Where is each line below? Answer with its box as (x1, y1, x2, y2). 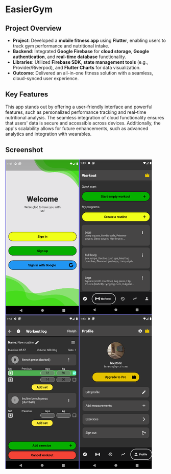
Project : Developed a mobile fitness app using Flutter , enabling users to (12, 37, 166, 43)
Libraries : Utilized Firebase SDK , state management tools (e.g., (12, 59, 149, 65)
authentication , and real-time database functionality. (12, 54, 127, 60)
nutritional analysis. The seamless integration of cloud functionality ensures (5, 114, 164, 120)
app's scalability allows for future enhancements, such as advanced (5, 125, 149, 131)
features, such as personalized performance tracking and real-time (5, 109, 146, 115)
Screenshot (5, 145, 43, 154)
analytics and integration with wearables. (5, 131, 92, 137)
